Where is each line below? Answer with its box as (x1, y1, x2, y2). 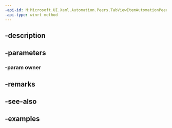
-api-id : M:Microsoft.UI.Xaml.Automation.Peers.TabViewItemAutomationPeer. (5, 7, 170, 13)
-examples (5, 115, 40, 123)
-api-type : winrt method (5, 12, 58, 17)
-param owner (5, 64, 42, 71)
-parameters (5, 49, 46, 57)
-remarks (5, 80, 35, 89)
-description (5, 31, 46, 40)
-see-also (5, 97, 37, 105)
